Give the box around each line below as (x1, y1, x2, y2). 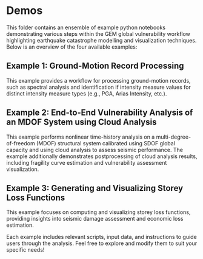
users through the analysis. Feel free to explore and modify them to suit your (6, 240, 198, 247)
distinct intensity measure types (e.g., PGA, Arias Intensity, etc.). (6, 89, 167, 97)
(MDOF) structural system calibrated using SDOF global (36, 139, 176, 147)
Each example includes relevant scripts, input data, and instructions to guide (6, 233, 197, 241)
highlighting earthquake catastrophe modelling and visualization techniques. (6, 36, 197, 44)
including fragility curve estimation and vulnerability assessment (6, 159, 167, 166)
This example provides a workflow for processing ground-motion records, (6, 77, 191, 84)
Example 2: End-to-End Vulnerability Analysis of (6, 108, 193, 118)
